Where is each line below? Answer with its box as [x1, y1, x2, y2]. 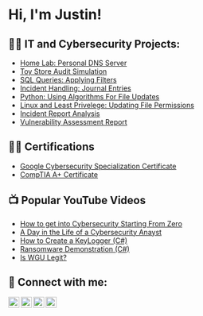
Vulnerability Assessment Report [19, 118, 127, 126]
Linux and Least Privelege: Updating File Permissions [19, 101, 195, 110]
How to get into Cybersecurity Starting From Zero [19, 218, 183, 228]
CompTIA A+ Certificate [19, 169, 98, 179]
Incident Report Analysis [19, 109, 100, 118]
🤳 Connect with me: [8, 276, 107, 289]
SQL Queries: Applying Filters [19, 75, 117, 84]
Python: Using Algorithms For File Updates [19, 92, 160, 101]
